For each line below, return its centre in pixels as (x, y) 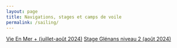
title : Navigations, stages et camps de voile (64, 17)
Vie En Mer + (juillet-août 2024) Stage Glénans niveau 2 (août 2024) (89, 39)
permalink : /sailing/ (33, 22)
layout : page (22, 11)
